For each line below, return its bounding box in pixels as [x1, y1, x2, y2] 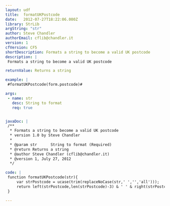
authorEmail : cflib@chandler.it [5, 36, 73, 41]
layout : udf [5, 7, 30, 13]
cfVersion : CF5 [5, 45, 37, 50]
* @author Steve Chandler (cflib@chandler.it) [10, 151, 110, 157]
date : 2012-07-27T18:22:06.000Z [5, 17, 78, 22]
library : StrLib [5, 21, 39, 27]
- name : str [7, 95, 33, 101]
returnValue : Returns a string [5, 68, 71, 73]
